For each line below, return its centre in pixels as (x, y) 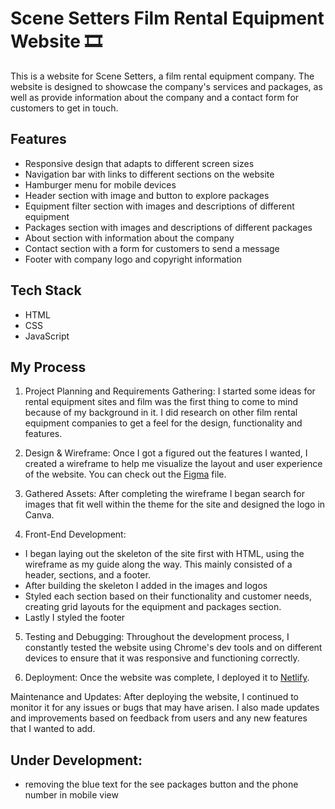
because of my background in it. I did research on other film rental (161, 413)
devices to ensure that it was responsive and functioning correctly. (162, 658)
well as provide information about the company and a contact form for (155, 97)
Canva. (39, 515)
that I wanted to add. (53, 729)
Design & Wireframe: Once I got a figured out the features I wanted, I (166, 453)
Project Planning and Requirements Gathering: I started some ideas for (170, 391)
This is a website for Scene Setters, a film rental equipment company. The (162, 76)
